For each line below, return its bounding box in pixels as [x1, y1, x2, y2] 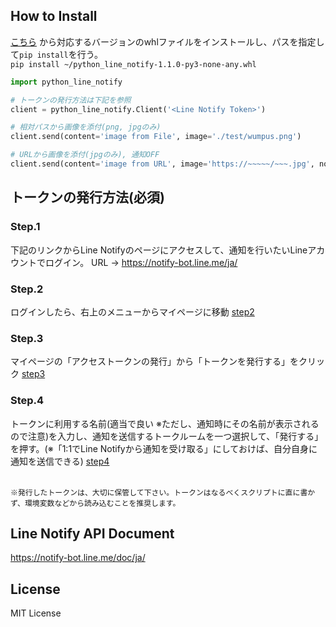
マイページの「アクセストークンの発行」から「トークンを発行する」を [10, 355, 300, 368]
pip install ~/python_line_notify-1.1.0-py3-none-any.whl [10, 59, 257, 69]
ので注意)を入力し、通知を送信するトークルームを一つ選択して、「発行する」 [10, 430, 324, 442]
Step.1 [10, 220, 41, 234]
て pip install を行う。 [10, 48, 103, 60]
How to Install [10, 8, 98, 25]
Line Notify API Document [10, 525, 175, 542]
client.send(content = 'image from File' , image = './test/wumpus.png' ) [10, 132, 302, 142]
